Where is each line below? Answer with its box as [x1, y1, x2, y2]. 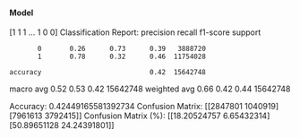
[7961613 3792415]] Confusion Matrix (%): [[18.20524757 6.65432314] [9, 110, 270, 121]
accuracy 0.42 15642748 [9, 68, 206, 77]
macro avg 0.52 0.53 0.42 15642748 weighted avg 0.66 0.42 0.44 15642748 [9, 83, 291, 94]
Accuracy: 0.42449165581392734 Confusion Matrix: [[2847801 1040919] [9, 101, 279, 112]
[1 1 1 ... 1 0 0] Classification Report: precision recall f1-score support [9, 27, 261, 38]
